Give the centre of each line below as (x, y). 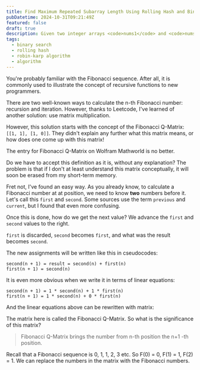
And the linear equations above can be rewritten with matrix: (80, 307)
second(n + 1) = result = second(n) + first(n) (66, 264)
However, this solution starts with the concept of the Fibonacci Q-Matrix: (95, 127)
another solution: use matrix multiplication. (58, 115)
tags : (13, 39)
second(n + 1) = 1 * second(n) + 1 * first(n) (65, 291)
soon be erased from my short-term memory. (62, 175)
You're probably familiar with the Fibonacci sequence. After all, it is (88, 79)
